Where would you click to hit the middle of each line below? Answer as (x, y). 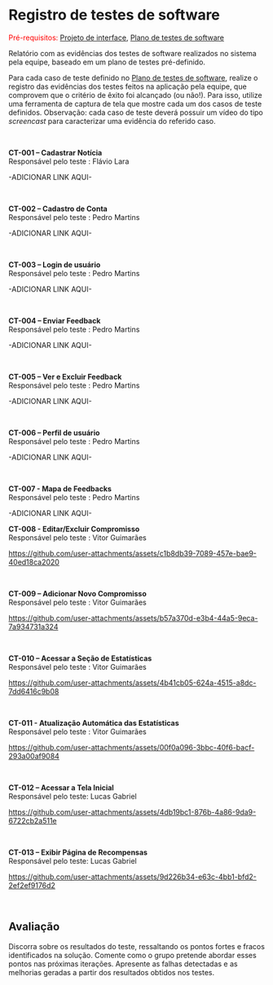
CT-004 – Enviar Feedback (55, 320)
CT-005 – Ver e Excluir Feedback (65, 376)
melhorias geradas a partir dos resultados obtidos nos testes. (111, 972)
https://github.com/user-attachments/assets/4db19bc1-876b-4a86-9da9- (132, 811)
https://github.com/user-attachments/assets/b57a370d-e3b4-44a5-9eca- (133, 618)
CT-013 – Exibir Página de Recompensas (78, 852)
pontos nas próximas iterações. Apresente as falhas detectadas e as (123, 964)
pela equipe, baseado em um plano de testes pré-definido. (107, 62)
